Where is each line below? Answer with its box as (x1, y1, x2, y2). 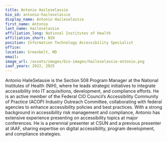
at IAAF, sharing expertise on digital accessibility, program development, (5, 125, 155, 131)
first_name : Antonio (5, 21, 49, 27)
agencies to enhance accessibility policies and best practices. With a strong (5, 104, 162, 110)
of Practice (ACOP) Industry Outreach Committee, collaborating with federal (5, 99, 162, 105)
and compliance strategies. (5, 131, 62, 137)
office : (5, 45, 22, 50)
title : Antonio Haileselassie (5, 7, 69, 13)
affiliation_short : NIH (5, 36, 55, 41)
